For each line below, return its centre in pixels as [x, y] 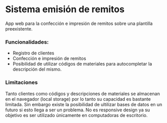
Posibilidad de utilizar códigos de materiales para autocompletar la [82, 64]
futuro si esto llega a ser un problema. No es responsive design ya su [78, 110]
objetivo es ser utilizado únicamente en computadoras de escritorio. [77, 115]
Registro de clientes [33, 53]
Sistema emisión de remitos [65, 9]
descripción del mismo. [37, 69]
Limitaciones [22, 82]
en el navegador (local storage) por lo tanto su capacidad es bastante [78, 99]
